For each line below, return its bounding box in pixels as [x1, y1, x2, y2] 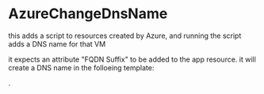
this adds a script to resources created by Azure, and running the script [8, 31, 242, 40]
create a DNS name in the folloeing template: [8, 62, 155, 72]
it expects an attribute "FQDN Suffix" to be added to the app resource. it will [8, 55, 256, 64]
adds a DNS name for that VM [8, 39, 106, 48]
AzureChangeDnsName [8, 5, 168, 23]
